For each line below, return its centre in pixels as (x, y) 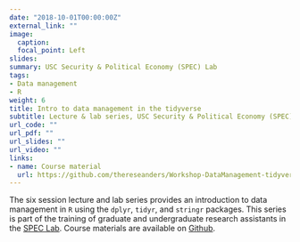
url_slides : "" (37, 141)
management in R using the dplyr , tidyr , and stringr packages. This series (148, 209)
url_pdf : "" (31, 133)
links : (21, 158)
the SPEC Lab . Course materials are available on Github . (112, 229)
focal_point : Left (52, 51)
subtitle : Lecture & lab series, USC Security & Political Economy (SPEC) (151, 117)
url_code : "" (33, 125)
